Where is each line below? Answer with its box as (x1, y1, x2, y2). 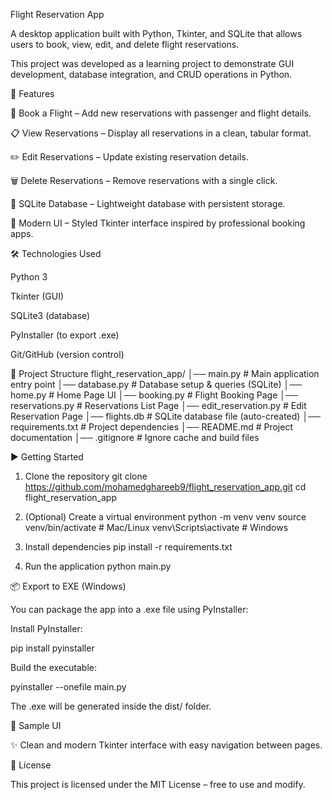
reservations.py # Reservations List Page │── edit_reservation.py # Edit (10, 400, 307, 411)
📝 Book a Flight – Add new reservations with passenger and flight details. (10, 107, 312, 119)
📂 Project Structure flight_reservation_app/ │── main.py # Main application (10, 368, 320, 379)
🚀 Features (10, 88, 55, 99)
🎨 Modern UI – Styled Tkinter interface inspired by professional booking (10, 217, 306, 229)
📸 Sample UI (10, 720, 62, 731)
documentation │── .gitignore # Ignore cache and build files (10, 432, 260, 443)
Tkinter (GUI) (10, 290, 65, 302)
